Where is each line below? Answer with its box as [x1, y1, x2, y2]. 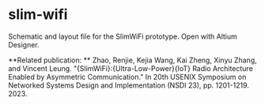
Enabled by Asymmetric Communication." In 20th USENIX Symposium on [8, 72, 247, 81]
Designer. [8, 39, 40, 49]
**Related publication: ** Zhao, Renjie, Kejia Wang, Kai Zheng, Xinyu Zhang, [8, 55, 257, 65]
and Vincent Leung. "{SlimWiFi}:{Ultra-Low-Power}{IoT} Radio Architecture [8, 63, 253, 73]
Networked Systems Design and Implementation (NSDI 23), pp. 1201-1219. [8, 81, 249, 90]
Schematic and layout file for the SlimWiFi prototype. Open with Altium [8, 32, 237, 41]
